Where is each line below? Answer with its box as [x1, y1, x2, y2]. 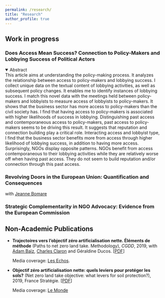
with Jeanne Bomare [5, 191, 47, 197]
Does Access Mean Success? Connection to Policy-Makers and [5, 49, 160, 56]
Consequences [5, 180, 43, 186]
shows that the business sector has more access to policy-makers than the [5, 104, 158, 110]
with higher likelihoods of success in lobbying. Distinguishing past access [5, 114, 155, 120]
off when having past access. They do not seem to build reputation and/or [5, 156, 156, 162]
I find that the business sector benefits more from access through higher [5, 135, 153, 141]
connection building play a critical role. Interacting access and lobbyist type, [5, 130, 160, 136]
